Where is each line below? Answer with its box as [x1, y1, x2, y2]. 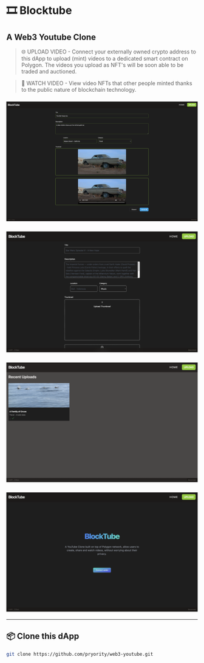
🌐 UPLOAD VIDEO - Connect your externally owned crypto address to [21, 48, 196, 55]
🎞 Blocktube [6, 4, 72, 18]
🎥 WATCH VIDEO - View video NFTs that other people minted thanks [21, 80, 192, 87]
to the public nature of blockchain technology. [21, 86, 137, 93]
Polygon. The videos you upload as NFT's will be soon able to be [21, 61, 184, 69]
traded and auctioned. [21, 68, 77, 75]
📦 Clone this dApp [6, 631, 80, 642]
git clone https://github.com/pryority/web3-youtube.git [6, 651, 154, 657]
